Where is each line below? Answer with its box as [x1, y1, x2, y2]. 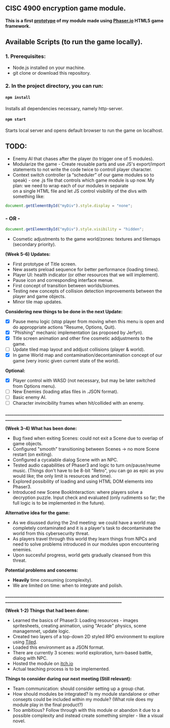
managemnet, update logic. [12, 628, 70, 634]
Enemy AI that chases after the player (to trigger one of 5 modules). [12, 155, 154, 161]
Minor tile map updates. [12, 299, 62, 305]
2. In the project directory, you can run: [5, 82, 104, 89]
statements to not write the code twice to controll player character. [12, 166, 152, 172]
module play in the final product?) [12, 702, 83, 708]
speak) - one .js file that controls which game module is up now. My [12, 177, 155, 183]
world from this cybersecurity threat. [12, 531, 90, 537]
